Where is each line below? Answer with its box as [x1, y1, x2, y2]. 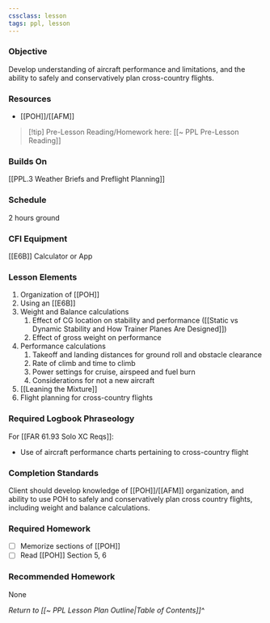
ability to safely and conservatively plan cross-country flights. [8, 73, 214, 82]
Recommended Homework [8, 571, 116, 583]
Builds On [8, 156, 48, 167]
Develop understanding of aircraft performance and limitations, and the [8, 64, 246, 74]
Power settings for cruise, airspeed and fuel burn [32, 367, 196, 377]
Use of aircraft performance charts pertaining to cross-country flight [19, 447, 249, 457]
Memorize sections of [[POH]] [19, 541, 121, 551]
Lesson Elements [8, 272, 78, 283]
